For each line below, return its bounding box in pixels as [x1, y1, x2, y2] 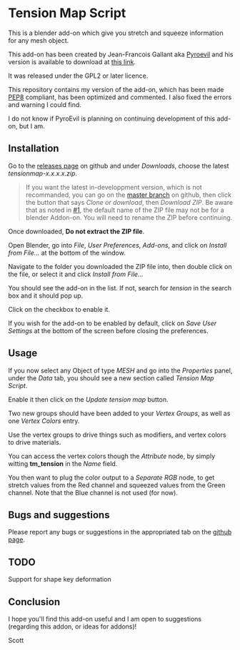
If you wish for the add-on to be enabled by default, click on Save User [8, 319, 217, 327]
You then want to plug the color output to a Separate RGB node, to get [8, 473, 215, 482]
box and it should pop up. [8, 291, 84, 300]
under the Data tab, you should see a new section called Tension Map [8, 373, 214, 382]
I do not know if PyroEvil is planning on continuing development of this [8, 114, 216, 123]
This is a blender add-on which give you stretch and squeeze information [8, 29, 224, 37]
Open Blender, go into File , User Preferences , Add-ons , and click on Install [8, 240, 227, 249]
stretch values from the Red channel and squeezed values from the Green [8, 480, 226, 489]
